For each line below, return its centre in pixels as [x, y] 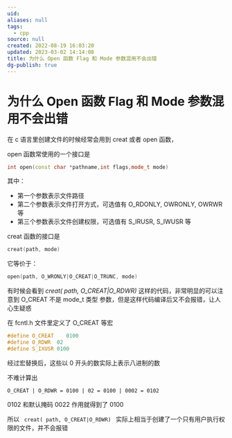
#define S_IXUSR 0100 [38, 349]
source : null [26, 39]
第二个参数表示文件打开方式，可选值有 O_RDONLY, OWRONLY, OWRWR [120, 204]
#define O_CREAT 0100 [43, 336]
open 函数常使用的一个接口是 [49, 154]
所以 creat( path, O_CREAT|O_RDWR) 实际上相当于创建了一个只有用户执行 [113, 419]
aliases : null [28, 20]
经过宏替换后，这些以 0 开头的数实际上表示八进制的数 [84, 363]
